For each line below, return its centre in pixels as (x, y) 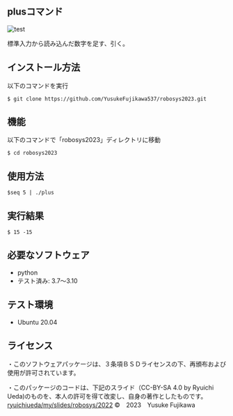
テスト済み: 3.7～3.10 (47, 281)
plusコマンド (35, 12)
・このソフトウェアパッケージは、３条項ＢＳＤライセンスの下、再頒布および (117, 364)
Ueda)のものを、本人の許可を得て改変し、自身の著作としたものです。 (107, 396)
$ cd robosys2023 (32, 153)
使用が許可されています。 (43, 372)
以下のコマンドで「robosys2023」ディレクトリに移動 (84, 140)
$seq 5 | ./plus (31, 193)
